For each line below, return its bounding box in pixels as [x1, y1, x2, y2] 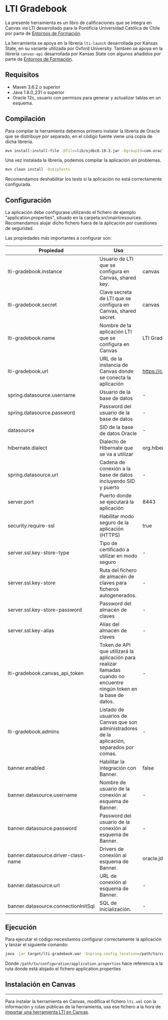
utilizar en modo [99, 552, 137, 559]
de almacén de [99, 573, 134, 580]
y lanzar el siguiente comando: [5, 941, 68, 947]
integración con [99, 764, 136, 771]
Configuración [5, 196, 51, 204]
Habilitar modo [99, 513, 134, 520]
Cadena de [99, 459, 125, 466]
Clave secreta [99, 289, 132, 296]
